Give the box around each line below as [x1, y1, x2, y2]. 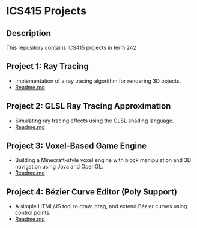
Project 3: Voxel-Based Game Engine [6, 141, 147, 151]
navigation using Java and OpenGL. [14, 163, 103, 170]
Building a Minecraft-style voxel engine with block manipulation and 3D [14, 157, 192, 164]
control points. [14, 209, 51, 217]
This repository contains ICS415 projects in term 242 [6, 44, 137, 51]
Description [6, 28, 51, 38]
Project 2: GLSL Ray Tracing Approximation [6, 101, 171, 112]
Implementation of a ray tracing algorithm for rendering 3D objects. [14, 77, 181, 85]
